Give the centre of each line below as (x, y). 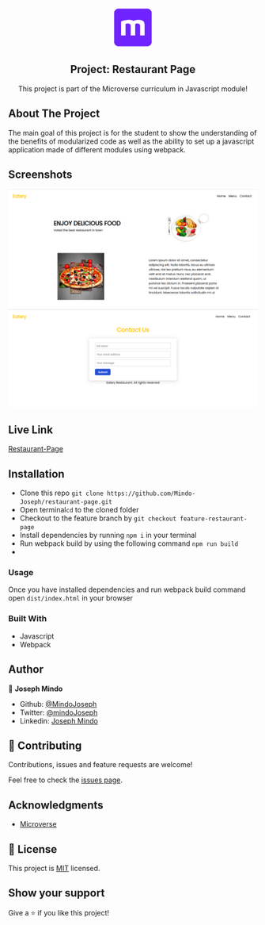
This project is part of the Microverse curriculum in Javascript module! (133, 88)
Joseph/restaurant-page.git (66, 502)
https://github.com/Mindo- (151, 494)
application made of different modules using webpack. (97, 149)
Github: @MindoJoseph (58, 704)
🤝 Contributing (45, 745)
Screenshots (40, 175)
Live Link (31, 430)
